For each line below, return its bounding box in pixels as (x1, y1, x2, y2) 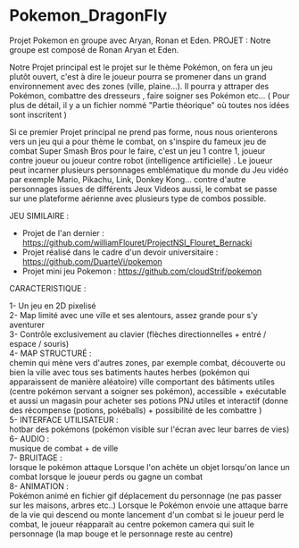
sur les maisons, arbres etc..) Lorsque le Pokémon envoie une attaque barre (9, 500, 288, 510)
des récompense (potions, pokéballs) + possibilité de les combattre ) (9, 404, 262, 416)
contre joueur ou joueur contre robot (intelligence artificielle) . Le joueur (9, 155, 273, 165)
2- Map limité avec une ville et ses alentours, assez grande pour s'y (9, 309, 258, 320)
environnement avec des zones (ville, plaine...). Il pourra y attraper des (9, 80, 270, 91)
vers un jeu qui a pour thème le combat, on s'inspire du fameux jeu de (9, 136, 267, 147)
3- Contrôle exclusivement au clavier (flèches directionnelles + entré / (9, 328, 267, 340)
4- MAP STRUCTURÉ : (9, 348, 92, 358)
